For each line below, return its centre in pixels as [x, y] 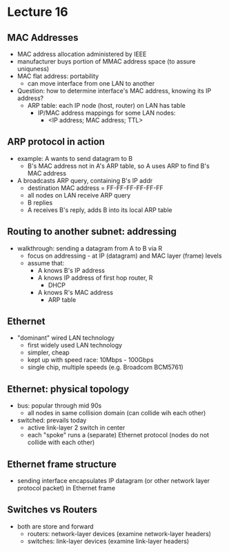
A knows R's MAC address [76, 292]
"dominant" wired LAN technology [66, 338]
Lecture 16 [38, 12]
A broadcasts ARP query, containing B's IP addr [85, 180]
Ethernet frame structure [62, 464]
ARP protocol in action [56, 142]
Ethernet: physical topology [68, 389]
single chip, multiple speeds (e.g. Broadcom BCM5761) [106, 368]
